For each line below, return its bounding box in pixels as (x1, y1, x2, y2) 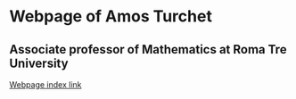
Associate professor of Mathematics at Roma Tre (9, 42, 287, 57)
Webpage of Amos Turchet (9, 6, 212, 27)
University (9, 55, 69, 70)
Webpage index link (9, 79, 82, 90)
